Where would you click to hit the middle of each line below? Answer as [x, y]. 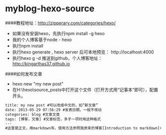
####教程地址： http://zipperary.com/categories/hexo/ [61, 23]
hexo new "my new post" [38, 84]
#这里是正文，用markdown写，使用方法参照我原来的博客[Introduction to [71, 128]
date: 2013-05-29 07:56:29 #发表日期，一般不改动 [54, 110]
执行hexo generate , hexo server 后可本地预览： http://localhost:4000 [83, 52]
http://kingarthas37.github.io [41, 64]
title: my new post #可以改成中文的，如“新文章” [52, 105]
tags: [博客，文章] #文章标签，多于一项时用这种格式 [53, 119]
